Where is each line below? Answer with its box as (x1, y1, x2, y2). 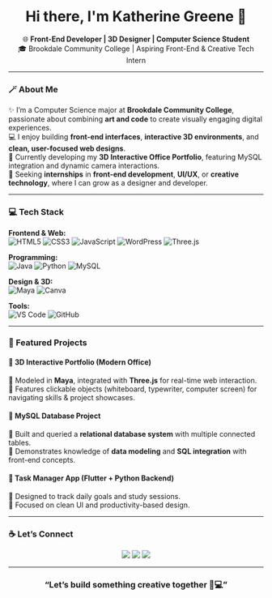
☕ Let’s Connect (8, 528, 74, 540)
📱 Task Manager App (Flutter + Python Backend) (8, 473, 175, 483)
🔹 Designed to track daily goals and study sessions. (8, 492, 181, 502)
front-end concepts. (8, 455, 75, 464)
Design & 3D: (8, 276, 53, 286)
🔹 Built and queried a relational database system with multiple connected (8, 429, 256, 438)
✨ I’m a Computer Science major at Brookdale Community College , (8, 105, 235, 115)
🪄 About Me (8, 83, 58, 95)
